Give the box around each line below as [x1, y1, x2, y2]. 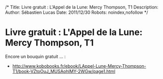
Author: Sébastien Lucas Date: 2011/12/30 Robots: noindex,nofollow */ [5, 9, 149, 15]
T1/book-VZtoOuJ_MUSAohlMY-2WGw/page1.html [12, 68, 115, 74]
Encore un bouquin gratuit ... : [5, 53, 66, 59]
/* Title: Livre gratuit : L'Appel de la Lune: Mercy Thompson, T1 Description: [5, 4, 159, 10]
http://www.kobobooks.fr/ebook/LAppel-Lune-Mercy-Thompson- [12, 63, 146, 69]
